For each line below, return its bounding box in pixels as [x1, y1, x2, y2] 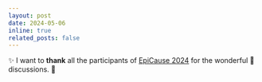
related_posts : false [8, 33, 80, 42]
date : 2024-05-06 [8, 19, 66, 27]
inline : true [8, 26, 52, 34]
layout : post [8, 11, 52, 20]
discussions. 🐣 [8, 64, 57, 74]
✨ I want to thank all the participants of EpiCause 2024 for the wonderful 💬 [8, 56, 255, 65]
